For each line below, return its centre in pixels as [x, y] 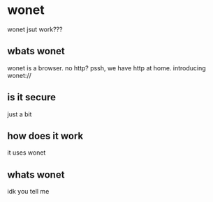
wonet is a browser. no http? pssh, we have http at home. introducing [106, 68]
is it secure [32, 97]
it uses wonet [27, 153]
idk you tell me [28, 192]
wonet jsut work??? [35, 29]
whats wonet [36, 174]
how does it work [45, 135]
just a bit [20, 114]
